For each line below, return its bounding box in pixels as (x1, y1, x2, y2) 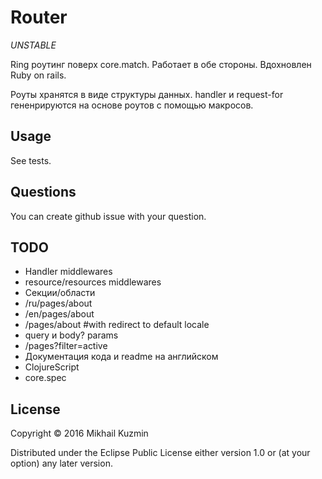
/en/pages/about (24, 308, 95, 320)
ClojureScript (24, 361, 80, 373)
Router (10, 6, 68, 29)
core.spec (24, 372, 67, 384)
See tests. (10, 154, 52, 166)
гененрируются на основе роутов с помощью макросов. (10, 99, 254, 111)
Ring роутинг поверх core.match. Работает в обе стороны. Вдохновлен (10, 58, 312, 70)
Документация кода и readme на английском (24, 351, 219, 363)
